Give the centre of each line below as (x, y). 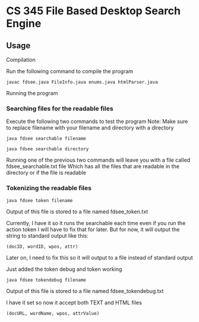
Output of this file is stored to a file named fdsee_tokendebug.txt (85, 291)
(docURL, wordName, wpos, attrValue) (53, 313)
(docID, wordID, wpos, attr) (42, 247)
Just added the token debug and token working (64, 269)
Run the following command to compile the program (70, 71)
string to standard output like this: (48, 235)
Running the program (32, 93)
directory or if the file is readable (46, 173)
